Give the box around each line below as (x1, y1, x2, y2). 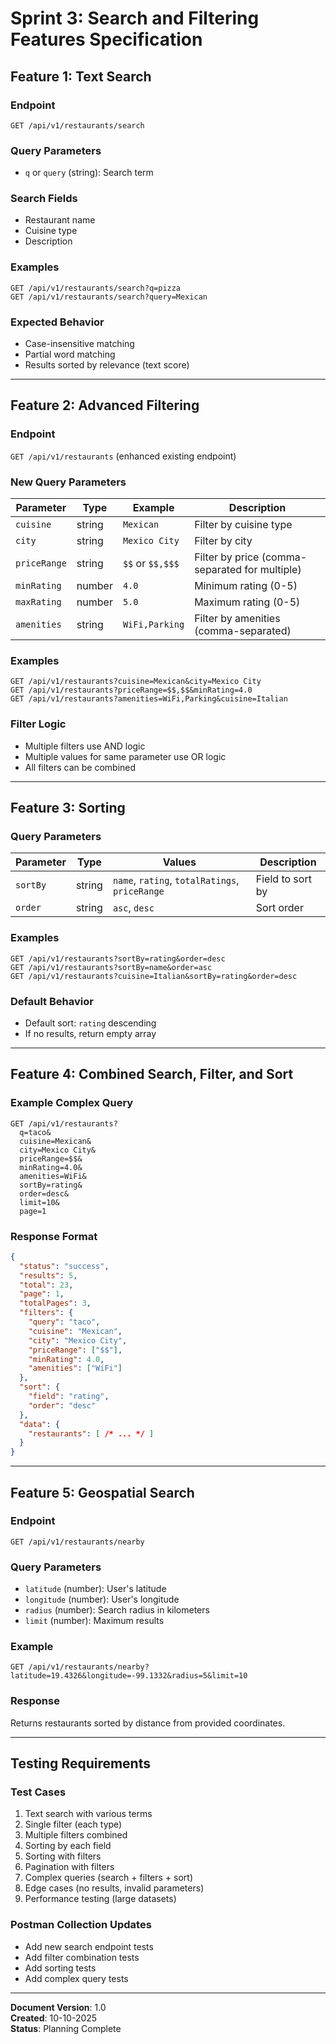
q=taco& (19, 1127, 52, 1137)
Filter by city (194, 534, 253, 548)
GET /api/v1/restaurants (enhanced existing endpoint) (10, 450, 237, 462)
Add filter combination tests (24, 1951, 140, 1963)
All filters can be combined (24, 761, 137, 773)
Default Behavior (10, 994, 94, 1008)
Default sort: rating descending (24, 1017, 157, 1029)
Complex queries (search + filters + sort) (24, 1872, 194, 1884)
